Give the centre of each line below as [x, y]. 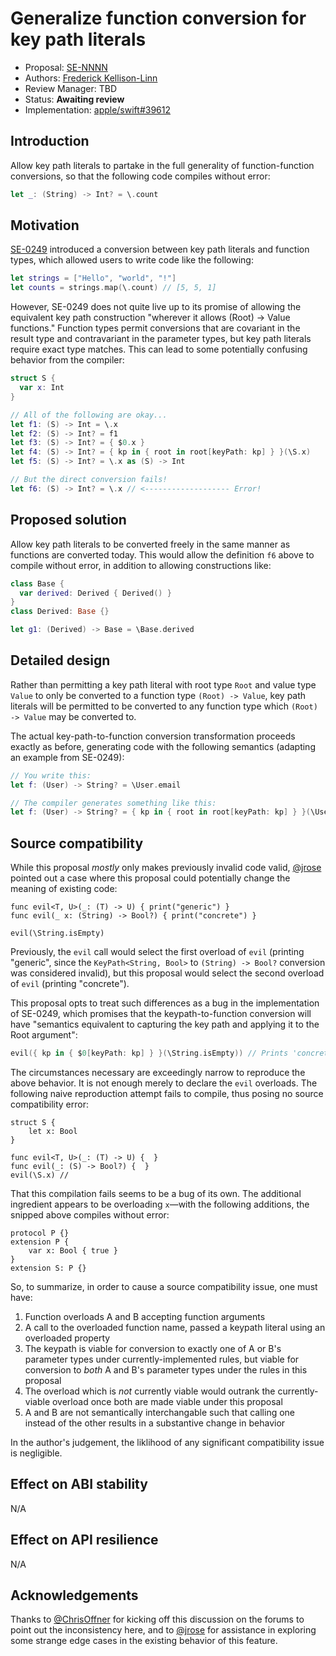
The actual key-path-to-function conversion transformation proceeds [153, 736]
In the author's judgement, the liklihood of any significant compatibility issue [167, 1442]
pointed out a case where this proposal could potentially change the [150, 878]
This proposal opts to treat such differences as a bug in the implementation [165, 1003]
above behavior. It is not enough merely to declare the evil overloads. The [164, 1083]
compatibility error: [49, 1104]
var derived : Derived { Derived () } [95, 593]
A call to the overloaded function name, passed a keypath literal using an [175, 1327]
